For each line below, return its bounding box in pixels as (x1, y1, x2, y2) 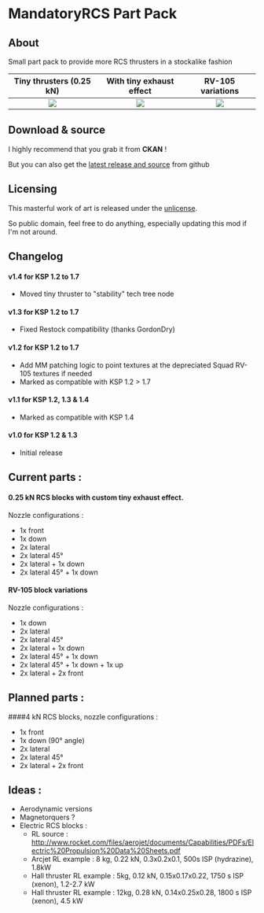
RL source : (31, 830, 68, 839)
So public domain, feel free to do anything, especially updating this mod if (8, 218, 247, 228)
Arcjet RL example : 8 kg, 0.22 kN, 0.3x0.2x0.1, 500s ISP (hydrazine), (31, 855, 254, 864)
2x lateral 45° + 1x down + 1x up (19, 660, 124, 669)
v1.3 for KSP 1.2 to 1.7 (8, 307, 79, 316)
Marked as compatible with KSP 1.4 (19, 412, 134, 422)
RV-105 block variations (8, 586, 88, 595)
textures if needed (32, 368, 93, 378)
